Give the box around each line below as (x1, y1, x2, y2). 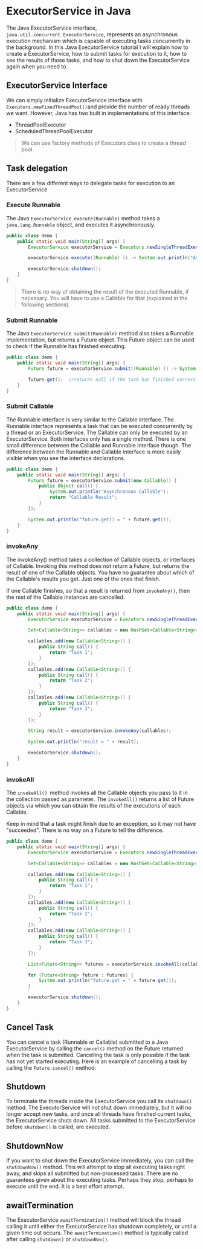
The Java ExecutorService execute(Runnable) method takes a (6, 214, 160, 222)
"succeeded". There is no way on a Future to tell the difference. (6, 826, 164, 834)
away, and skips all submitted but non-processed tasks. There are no (6, 1170, 178, 1177)
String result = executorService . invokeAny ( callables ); (28, 728, 172, 734)
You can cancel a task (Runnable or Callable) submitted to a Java (6, 1038, 168, 1046)
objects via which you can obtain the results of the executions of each (6, 802, 181, 809)
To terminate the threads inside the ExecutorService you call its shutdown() (6, 1098, 192, 1105)
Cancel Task (6, 1022, 54, 1033)
